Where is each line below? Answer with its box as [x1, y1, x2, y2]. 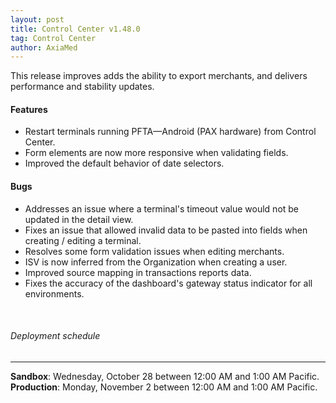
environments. [24, 287, 85, 300]
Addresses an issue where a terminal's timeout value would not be [24, 202, 300, 215]
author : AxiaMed [10, 42, 78, 53]
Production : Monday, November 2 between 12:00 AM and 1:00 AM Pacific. [10, 381, 318, 393]
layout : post [10, 14, 65, 25]
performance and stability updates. [10, 81, 155, 93]
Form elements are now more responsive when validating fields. [24, 147, 289, 159]
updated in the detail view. [24, 213, 134, 225]
